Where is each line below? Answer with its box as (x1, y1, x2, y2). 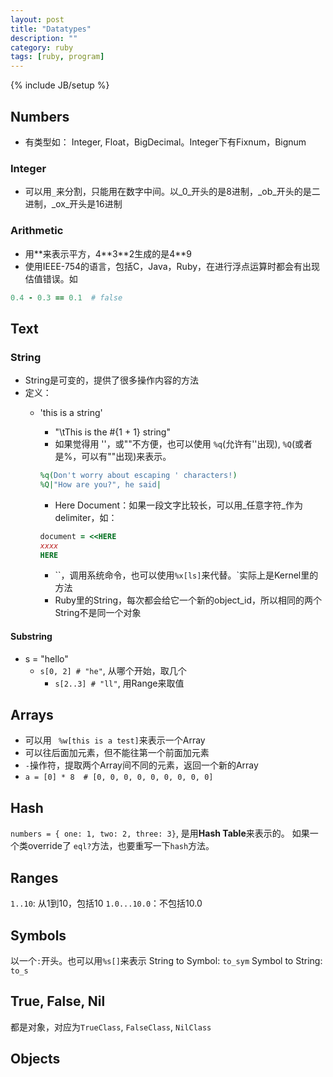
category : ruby (10, 42, 74, 53)
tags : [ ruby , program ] (10, 52, 105, 62)
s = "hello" (24, 652, 69, 665)
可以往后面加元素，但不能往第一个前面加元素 (24, 747, 210, 759)
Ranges (10, 869, 59, 886)
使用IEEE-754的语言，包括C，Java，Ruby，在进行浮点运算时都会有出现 (24, 260, 321, 272)
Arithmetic (10, 224, 64, 238)
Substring (10, 631, 53, 643)
